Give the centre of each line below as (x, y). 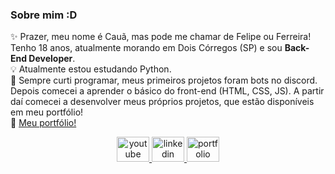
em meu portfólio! (47, 112)
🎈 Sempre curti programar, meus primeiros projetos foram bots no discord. (164, 80)
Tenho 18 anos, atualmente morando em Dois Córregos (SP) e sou (146, 48)
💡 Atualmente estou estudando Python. (91, 69)
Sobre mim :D (44, 15)
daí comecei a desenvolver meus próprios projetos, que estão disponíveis (162, 102)
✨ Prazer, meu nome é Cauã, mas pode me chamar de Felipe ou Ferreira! (161, 37)
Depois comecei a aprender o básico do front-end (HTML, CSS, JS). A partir (167, 91)
